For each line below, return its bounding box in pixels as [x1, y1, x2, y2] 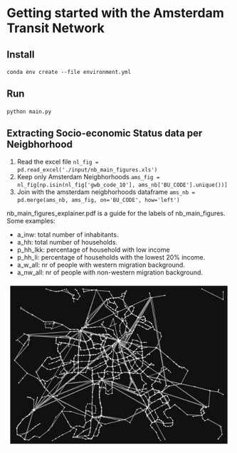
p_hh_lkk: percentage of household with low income [16, 245, 170, 254]
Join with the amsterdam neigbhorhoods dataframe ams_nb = [16, 187, 196, 196]
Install [6, 48, 35, 60]
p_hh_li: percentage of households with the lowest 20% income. [16, 252, 206, 261]
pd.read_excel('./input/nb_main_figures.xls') [16, 166, 158, 174]
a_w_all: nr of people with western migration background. [16, 260, 186, 269]
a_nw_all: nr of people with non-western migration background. [16, 268, 204, 277]
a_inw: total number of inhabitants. [16, 230, 119, 239]
